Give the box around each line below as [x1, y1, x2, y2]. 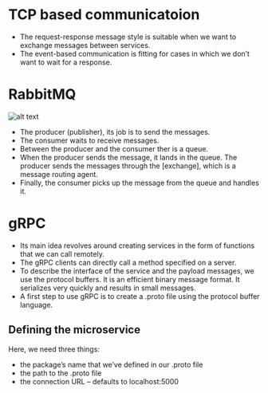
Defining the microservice [8, 323, 141, 336]
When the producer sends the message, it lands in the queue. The [19, 152, 238, 162]
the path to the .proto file [19, 368, 102, 378]
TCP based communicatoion [8, 6, 200, 24]
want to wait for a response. [19, 57, 112, 67]
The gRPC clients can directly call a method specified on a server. [19, 257, 237, 267]
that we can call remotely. [19, 249, 105, 258]
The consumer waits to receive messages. [19, 136, 160, 145]
